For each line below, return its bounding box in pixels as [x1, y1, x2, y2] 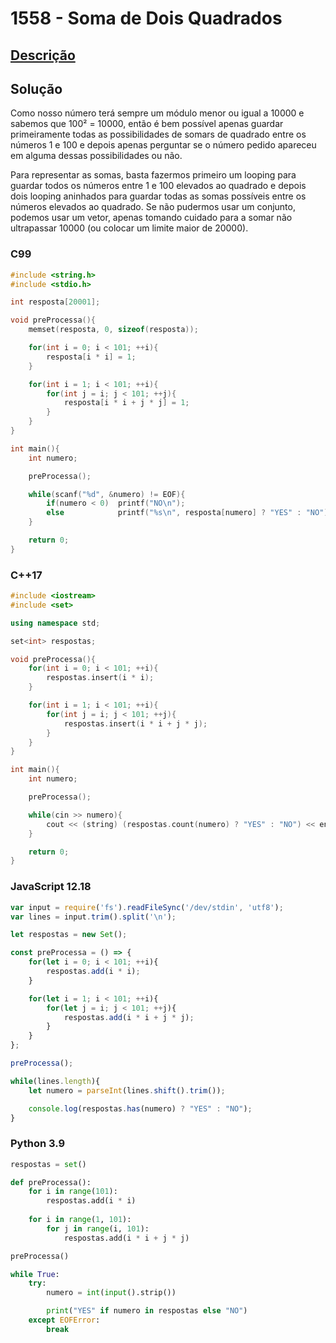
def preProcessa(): [10, 1177, 92, 1187]
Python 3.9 [10, 1137, 66, 1151]
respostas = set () [10, 1159, 87, 1169]
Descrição [10, 47, 76, 64]
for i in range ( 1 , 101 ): [28, 1215, 132, 1225]
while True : [10, 1269, 60, 1279]
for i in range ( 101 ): [28, 1187, 118, 1197]
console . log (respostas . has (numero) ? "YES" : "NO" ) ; [28, 1103, 253, 1114]
